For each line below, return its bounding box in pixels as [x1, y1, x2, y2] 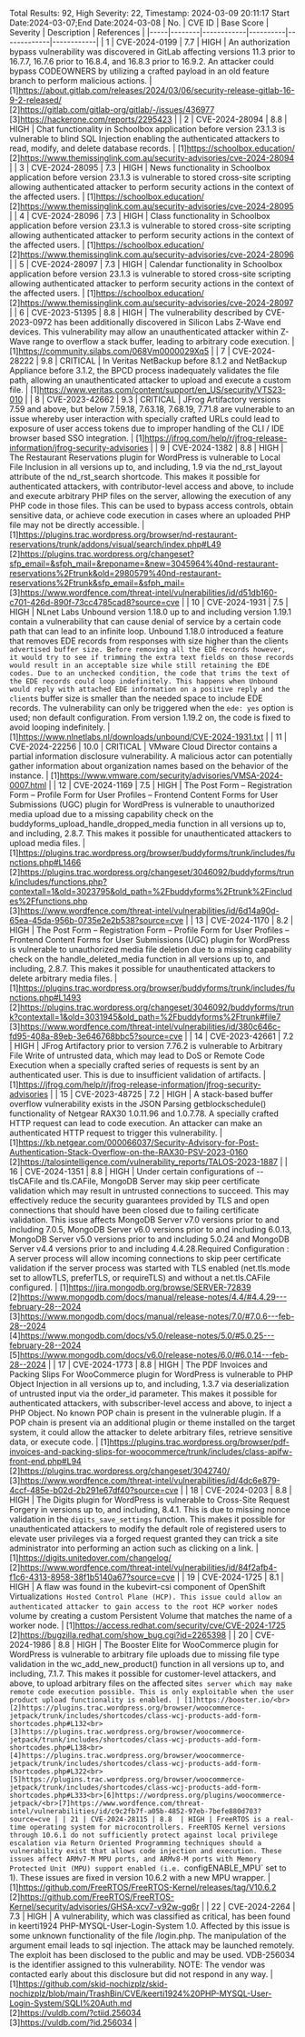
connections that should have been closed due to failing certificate [9, 1204, 260, 1215]
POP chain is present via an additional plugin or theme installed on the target [9, 1417, 296, 1428]
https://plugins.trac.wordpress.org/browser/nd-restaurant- [17, 529, 238, 540]
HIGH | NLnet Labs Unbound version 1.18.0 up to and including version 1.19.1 [9, 606, 292, 617]
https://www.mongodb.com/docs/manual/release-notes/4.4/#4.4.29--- [19, 1292, 288, 1303]
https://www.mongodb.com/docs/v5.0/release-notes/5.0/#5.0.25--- [20, 1331, 275, 1341]
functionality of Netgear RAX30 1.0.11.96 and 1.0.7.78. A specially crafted [9, 1108, 279, 1119]
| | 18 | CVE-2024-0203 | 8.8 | [180, 1485, 292, 1495]
